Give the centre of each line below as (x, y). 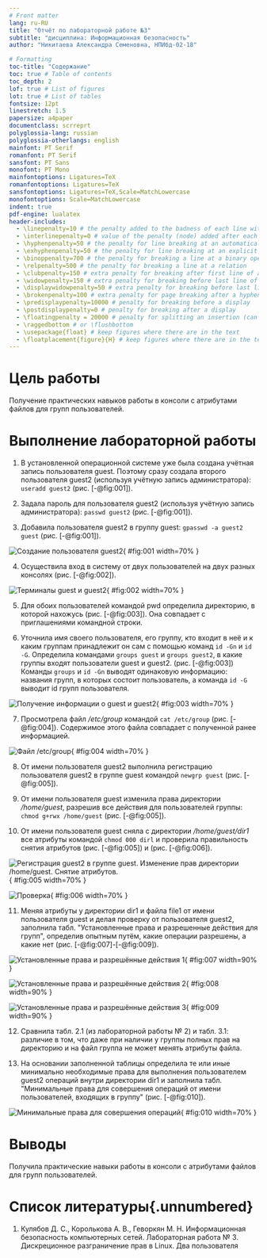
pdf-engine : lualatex (45, 214)
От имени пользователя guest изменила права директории (120, 799)
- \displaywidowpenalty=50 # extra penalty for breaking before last (133, 288)
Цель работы (55, 379)
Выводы (38, 1144)
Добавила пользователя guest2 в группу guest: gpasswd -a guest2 (132, 527)
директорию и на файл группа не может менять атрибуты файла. (131, 1048)
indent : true (31, 207)
